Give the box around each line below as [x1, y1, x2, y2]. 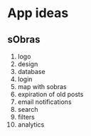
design [17, 60, 38, 68]
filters [17, 113, 36, 121]
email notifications [17, 98, 73, 106]
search [17, 105, 38, 113]
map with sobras [17, 83, 67, 90]
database [17, 68, 45, 75]
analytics [17, 120, 45, 129]
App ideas [7, 5, 69, 21]
